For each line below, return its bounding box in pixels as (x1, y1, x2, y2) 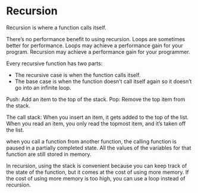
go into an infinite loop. (14, 84, 71, 91)
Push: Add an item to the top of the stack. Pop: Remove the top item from (6, 96, 186, 103)
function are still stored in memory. (6, 151, 92, 158)
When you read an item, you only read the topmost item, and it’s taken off (6, 120, 186, 127)
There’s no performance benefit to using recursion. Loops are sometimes (6, 35, 186, 42)
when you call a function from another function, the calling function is (6, 137, 177, 145)
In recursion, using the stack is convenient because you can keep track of (6, 162, 187, 169)
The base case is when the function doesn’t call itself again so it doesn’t (14, 78, 192, 85)
